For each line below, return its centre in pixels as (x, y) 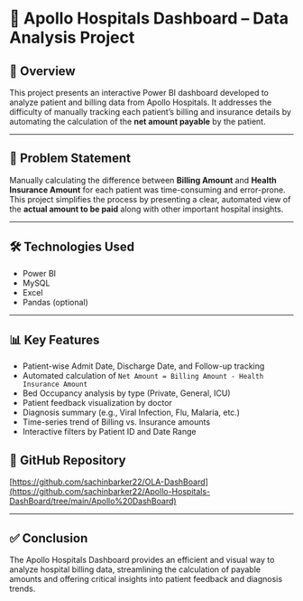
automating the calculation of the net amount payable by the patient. (138, 122)
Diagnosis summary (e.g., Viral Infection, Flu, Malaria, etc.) (131, 413)
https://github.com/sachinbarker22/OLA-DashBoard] (110, 482)
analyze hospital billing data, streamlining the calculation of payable (135, 569)
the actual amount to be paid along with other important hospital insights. (147, 209)
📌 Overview (42, 71)
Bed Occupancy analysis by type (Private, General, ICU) (127, 393)
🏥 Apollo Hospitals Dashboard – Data (149, 19)
